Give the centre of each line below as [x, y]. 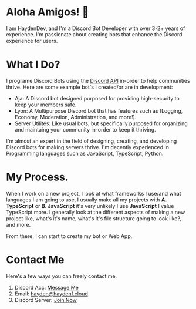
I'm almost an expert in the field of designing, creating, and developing [92, 141]
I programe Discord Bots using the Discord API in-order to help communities [98, 80]
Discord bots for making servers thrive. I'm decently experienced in [87, 147]
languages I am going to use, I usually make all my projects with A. [87, 200]
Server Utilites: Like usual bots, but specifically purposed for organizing [101, 123]
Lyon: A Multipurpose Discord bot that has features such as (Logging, [99, 110]
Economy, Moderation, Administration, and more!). [75, 117]
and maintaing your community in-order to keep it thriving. [85, 129]
